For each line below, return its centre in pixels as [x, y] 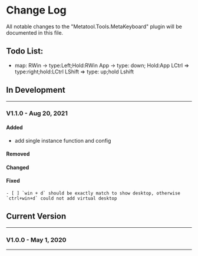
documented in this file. [35, 32]
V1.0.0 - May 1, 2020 [36, 240]
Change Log [36, 10]
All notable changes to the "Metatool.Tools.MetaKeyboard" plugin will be [94, 26]
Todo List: [25, 51]
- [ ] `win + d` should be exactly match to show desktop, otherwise [93, 193]
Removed [18, 154]
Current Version [36, 216]
